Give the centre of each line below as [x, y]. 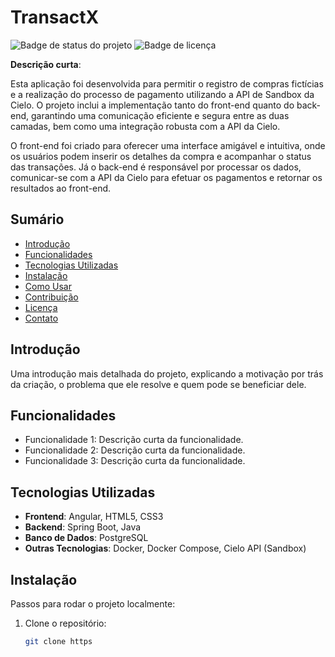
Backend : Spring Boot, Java [83, 527]
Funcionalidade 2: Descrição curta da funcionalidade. [135, 450]
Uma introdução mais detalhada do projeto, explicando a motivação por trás [167, 373]
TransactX [55, 17]
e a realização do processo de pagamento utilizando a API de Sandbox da [162, 94]
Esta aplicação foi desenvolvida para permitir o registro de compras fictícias [167, 83]
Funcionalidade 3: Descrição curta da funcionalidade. [135, 461]
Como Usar [48, 286]
